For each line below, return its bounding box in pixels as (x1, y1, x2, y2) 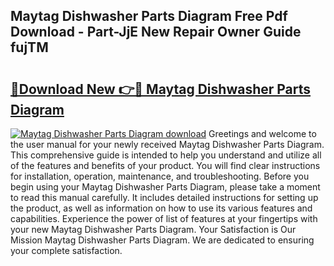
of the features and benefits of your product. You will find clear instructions (10, 160, 321, 171)
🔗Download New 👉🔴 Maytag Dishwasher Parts (10, 80, 312, 98)
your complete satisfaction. (10, 245, 123, 256)
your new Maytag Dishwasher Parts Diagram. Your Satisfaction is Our (10, 224, 297, 235)
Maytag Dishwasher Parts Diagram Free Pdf (10, 8, 288, 25)
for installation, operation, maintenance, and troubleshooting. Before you (10, 170, 310, 182)
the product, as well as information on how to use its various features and (10, 202, 313, 214)
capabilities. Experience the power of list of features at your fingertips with (10, 213, 318, 224)
